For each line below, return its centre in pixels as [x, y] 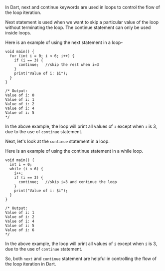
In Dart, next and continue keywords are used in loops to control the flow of [83, 7]
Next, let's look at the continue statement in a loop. [57, 141]
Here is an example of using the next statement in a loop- [64, 42]
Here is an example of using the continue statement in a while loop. [74, 151]
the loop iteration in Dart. [31, 264]
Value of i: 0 [20, 95]
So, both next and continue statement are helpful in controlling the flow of [81, 259]
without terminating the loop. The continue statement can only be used [78, 27]
